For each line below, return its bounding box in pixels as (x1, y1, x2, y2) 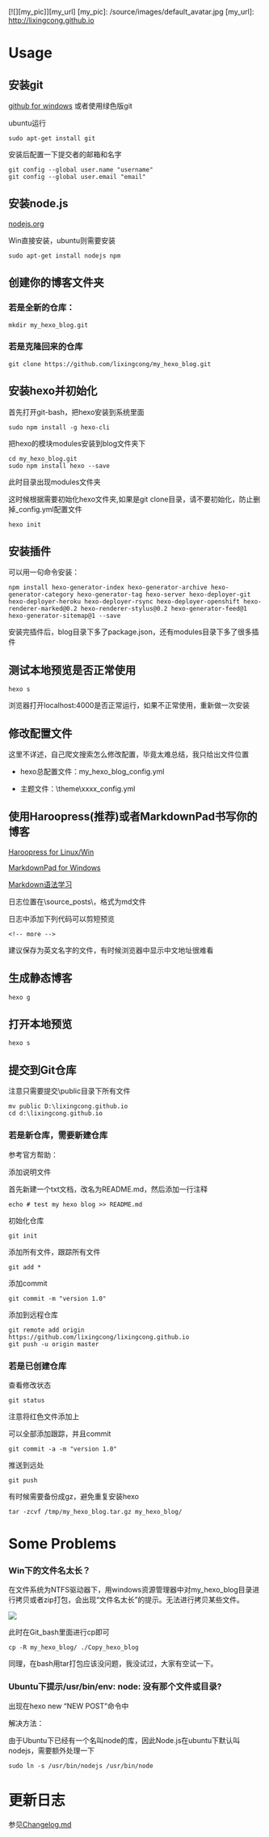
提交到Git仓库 (8, 1063, 77, 1076)
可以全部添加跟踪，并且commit (8, 1429, 111, 1438)
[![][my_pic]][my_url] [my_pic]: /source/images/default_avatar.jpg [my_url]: (8, 7, 254, 16)
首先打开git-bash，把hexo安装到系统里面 (8, 407, 145, 416)
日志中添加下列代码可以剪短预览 (8, 914, 115, 923)
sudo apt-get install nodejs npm (8, 251, 121, 260)
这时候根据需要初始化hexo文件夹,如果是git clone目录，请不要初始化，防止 (8, 494, 254, 504)
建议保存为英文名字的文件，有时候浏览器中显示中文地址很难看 (8, 945, 214, 955)
